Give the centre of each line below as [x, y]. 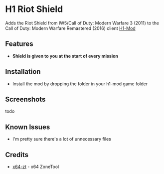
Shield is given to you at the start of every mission [65, 56]
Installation [23, 72]
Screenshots [25, 99]
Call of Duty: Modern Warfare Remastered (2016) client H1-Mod [70, 28]
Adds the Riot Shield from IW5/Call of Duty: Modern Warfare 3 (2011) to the [82, 23]
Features [19, 44]
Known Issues [28, 127]
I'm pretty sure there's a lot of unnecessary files [62, 139]
